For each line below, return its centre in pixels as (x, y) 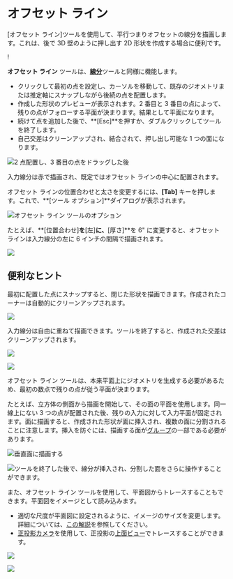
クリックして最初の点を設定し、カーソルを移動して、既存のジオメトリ (118, 86)
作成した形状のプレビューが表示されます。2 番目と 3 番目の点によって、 (121, 103)
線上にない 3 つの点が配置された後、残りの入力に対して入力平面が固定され (115, 412)
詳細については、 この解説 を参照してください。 (84, 524)
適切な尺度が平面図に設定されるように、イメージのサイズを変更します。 (121, 516)
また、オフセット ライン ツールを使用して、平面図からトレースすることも (112, 492)
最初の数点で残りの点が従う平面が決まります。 (86, 389)
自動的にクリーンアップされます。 (80, 303)
